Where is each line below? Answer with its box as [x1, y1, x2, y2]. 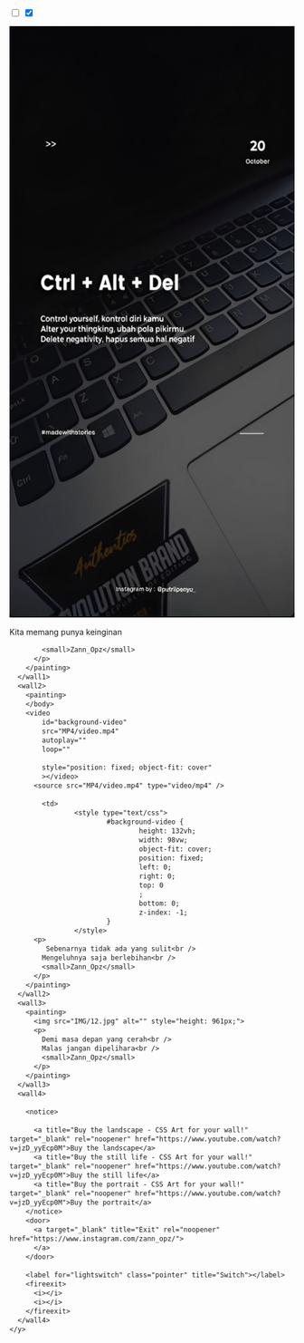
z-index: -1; [138, 908, 188, 917]
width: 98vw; [138, 836, 188, 845]
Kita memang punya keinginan [9, 627, 122, 637]
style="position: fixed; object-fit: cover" [42, 763, 213, 772]
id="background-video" [42, 718, 128, 727]
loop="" [42, 745, 71, 754]
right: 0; [138, 872, 176, 881]
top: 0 [138, 881, 165, 890]
